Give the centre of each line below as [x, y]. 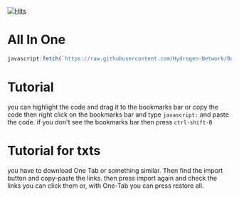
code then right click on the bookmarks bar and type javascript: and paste [118, 115]
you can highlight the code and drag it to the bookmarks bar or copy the [113, 107]
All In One [37, 40]
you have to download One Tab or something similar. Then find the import [115, 170]
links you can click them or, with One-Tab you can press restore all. [106, 186]
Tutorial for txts [54, 150]
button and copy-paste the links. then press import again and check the [112, 178]
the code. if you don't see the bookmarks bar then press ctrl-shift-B [110, 122]
